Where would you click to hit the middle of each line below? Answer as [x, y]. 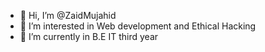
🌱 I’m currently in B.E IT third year [89, 36]
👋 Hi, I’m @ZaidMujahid [68, 15]
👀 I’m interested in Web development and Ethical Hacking [138, 26]
